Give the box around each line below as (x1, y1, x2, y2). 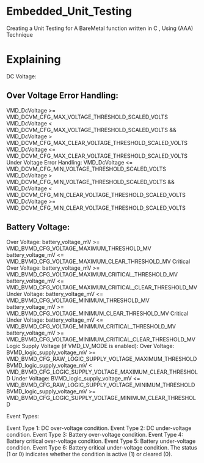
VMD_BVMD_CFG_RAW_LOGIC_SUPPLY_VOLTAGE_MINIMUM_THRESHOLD (6, 381, 195, 388)
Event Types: (6, 412, 40, 420)
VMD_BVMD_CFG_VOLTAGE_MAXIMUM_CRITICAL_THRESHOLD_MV (6, 270, 178, 278)
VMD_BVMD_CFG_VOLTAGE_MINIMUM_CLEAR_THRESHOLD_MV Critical (6, 309, 188, 317)
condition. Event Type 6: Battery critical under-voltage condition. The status (6, 443, 197, 451)
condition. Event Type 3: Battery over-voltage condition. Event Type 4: (6, 431, 183, 438)
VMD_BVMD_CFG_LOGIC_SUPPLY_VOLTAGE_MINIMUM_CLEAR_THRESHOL (6, 394, 197, 401)
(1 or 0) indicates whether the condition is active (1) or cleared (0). (6, 450, 173, 457)
